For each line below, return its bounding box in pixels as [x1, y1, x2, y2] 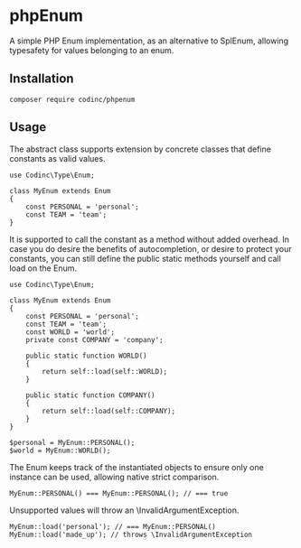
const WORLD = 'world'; [25, 327, 116, 337]
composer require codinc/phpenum [9, 95, 136, 104]
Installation [9, 71, 74, 87]
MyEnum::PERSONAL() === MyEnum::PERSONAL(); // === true [9, 488, 229, 497]
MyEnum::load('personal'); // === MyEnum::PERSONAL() [9, 522, 217, 531]
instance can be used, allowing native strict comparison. [9, 471, 220, 482]
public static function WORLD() [25, 351, 147, 360]
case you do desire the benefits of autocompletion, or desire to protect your [9, 243, 292, 254]
